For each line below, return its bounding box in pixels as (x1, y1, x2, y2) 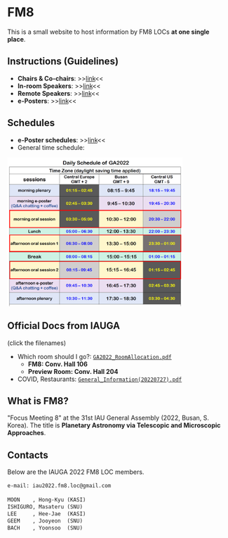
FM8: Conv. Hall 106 (27, 360, 88, 368)
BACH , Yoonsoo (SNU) (7, 525, 83, 532)
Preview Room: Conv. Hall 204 (27, 367, 119, 375)
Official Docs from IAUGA (7, 320, 121, 332)
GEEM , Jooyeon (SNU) (7, 518, 83, 525)
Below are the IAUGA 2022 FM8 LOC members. (7, 468, 145, 476)
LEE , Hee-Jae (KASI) (7, 511, 86, 518)
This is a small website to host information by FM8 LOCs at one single (7, 27, 210, 36)
